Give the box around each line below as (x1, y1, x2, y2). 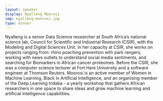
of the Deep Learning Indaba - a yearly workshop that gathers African (5, 81, 145, 86)
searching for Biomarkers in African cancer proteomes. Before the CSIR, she (5, 60, 158, 66)
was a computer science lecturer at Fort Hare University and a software (5, 65, 148, 71)
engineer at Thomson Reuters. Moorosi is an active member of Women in (5, 70, 152, 76)
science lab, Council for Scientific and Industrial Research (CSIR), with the (5, 39, 153, 45)
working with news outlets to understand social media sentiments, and (5, 54, 146, 61)
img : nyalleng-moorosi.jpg (5, 16, 60, 21)
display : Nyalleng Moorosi (5, 12, 60, 17)
